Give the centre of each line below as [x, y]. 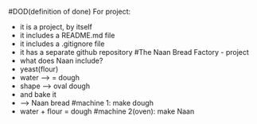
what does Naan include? [61, 60]
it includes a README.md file [67, 35]
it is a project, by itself [56, 27]
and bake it [38, 94]
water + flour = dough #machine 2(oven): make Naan [107, 111]
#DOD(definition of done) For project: [70, 12]
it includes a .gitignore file [62, 44]
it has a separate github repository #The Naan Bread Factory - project [134, 52]
